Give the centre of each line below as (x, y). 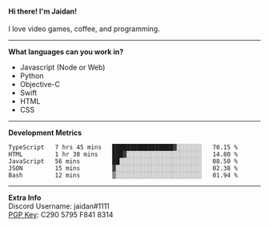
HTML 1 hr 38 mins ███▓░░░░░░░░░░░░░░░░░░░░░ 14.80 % (123, 155)
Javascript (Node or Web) (62, 67)
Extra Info (25, 198)
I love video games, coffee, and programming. (84, 29)
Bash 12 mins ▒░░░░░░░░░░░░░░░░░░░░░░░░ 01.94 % (123, 176)
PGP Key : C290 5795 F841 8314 (61, 215)
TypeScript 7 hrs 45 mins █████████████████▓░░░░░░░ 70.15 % (123, 148)
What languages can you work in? (66, 52)
